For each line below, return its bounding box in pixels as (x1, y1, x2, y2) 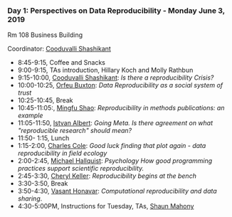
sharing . (17, 194, 43, 203)
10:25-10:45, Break (17, 96, 73, 105)
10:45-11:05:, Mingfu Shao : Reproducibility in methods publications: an (17, 104, 225, 112)
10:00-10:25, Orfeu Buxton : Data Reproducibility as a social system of (17, 81, 223, 90)
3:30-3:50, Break (17, 179, 68, 188)
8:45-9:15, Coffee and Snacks (17, 58, 105, 67)
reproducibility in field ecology (17, 149, 107, 158)
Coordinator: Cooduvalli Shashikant (7, 45, 112, 53)
